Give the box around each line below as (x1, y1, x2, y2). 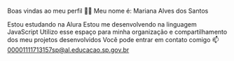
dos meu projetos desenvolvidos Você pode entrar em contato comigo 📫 (7, 36, 219, 43)
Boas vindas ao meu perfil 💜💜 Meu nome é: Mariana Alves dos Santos (7, 7, 209, 15)
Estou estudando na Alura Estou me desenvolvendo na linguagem (7, 20, 198, 28)
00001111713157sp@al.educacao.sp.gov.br (7, 46, 130, 54)
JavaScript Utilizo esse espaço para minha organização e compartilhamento (7, 28, 228, 36)
